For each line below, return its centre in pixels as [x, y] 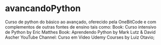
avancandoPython [43, 8]
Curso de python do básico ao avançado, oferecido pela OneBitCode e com [81, 22]
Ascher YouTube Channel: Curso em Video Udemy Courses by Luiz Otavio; [80, 37]
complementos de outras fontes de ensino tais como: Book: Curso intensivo [81, 27]
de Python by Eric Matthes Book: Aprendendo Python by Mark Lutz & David [80, 32]
